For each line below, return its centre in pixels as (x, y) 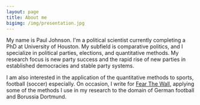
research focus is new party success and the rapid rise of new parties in (96, 59)
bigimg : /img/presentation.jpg (45, 23)
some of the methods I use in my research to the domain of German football (100, 91)
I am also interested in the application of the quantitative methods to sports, (100, 78)
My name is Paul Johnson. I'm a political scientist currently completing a (96, 40)
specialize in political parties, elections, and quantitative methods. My (92, 53)
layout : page (23, 12)
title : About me (27, 17)
